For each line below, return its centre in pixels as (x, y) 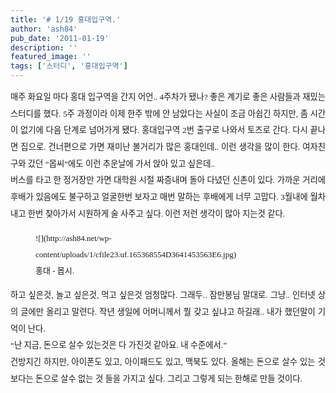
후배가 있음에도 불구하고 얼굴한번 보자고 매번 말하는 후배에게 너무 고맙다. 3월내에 (159, 196)
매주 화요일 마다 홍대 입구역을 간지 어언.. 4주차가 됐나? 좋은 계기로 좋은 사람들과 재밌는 (168, 97)
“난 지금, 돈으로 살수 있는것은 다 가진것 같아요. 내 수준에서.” (119, 345)
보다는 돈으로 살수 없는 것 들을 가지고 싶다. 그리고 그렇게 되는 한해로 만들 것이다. (156, 378)
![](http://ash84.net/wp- (73, 238)
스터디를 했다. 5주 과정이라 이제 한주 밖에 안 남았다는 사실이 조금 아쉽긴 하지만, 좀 (159, 113)
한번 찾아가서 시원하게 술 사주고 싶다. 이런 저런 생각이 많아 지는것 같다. (156, 213)
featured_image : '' (51, 57)
